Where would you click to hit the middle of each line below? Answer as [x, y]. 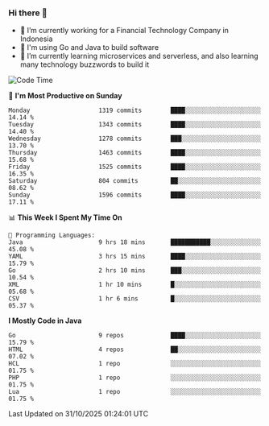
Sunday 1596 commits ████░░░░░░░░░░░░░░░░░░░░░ [135, 195]
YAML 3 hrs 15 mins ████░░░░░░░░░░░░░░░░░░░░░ [135, 257]
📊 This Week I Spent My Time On [65, 217]
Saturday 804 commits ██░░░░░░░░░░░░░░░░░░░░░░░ [135, 181]
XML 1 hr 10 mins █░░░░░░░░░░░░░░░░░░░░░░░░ [135, 285]
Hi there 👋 [28, 13]
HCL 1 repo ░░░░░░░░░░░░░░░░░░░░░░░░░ [135, 364]
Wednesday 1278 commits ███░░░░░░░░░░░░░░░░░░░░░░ [135, 139]
